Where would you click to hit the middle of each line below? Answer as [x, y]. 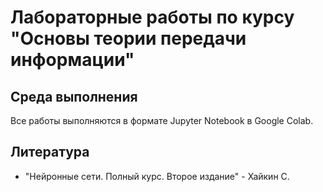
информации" [72, 60]
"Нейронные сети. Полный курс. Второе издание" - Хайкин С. [157, 176]
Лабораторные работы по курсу [152, 17]
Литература [50, 152]
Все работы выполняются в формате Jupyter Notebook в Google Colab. [162, 120]
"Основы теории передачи [128, 38]
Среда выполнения [74, 96]
